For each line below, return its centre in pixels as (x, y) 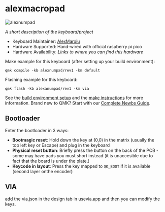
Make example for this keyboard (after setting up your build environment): (80, 61)
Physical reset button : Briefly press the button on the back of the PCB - (85, 150)
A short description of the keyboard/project (49, 32)
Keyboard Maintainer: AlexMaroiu (46, 41)
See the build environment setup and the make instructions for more (74, 98)
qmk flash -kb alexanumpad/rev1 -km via (47, 88)
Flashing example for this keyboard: (41, 79)
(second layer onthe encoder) (42, 171)
